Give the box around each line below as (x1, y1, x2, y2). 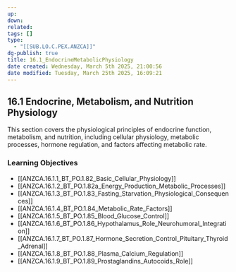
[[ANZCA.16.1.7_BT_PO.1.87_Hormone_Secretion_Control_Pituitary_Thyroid (17, 234, 228, 242)
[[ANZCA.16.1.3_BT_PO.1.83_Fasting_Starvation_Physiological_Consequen (17, 189, 229, 198)
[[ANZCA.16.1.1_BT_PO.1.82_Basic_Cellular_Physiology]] (17, 174, 176, 182)
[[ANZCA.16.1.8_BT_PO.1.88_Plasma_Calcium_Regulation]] (17, 249, 184, 258)
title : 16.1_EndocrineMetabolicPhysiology (7, 57, 134, 64)
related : (7, 23, 33, 30)
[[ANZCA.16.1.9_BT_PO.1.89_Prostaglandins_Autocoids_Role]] (17, 256, 194, 265)
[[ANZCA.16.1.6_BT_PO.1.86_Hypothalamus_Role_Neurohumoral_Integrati (17, 219, 227, 227)
